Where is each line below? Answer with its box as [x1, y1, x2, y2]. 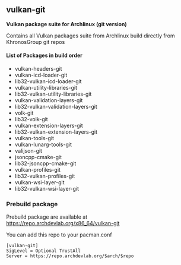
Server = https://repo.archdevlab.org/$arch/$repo [6, 253, 134, 259]
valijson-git [14, 147, 43, 154]
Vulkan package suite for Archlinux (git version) [6, 20, 128, 27]
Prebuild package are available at [6, 213, 88, 220]
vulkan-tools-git [14, 135, 55, 142]
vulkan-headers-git [14, 65, 62, 72]
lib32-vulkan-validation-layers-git [14, 103, 97, 111]
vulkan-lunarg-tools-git [14, 141, 72, 148]
